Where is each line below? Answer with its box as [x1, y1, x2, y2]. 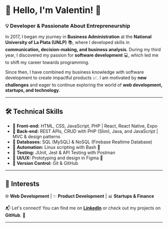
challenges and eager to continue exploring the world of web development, [5, 82, 162, 88]
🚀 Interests [5, 179, 40, 188]
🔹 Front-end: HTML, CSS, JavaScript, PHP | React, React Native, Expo [12, 123, 157, 129]
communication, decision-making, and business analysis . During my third [5, 47, 161, 53]
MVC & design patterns [12, 134, 60, 140]
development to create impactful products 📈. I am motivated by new [5, 75, 147, 81]
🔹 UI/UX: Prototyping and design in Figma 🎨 [12, 155, 103, 161]
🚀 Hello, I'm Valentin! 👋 [5, 5, 101, 16]
